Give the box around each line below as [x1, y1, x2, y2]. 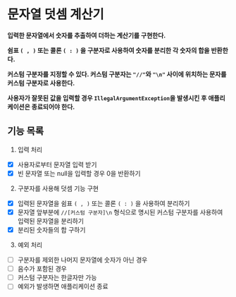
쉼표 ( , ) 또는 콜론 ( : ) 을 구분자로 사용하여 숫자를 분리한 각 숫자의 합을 [7, 46, 210, 54]
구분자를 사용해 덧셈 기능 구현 [17, 184, 99, 193]
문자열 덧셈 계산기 [7, 6, 104, 23]
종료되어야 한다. [31, 102, 75, 111]
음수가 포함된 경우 [17, 265, 67, 273]
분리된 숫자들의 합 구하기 [17, 226, 86, 234]
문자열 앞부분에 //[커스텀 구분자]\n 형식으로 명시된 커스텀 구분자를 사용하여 [17, 207, 223, 216]
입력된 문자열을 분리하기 [17, 217, 85, 225]
